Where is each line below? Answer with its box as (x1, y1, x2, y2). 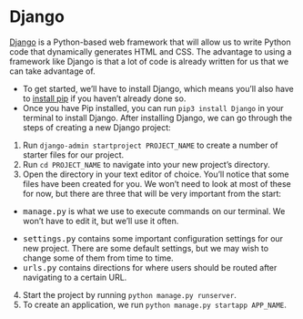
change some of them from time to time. (22, 252, 175, 263)
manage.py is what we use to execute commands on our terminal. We (22, 205, 286, 216)
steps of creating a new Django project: (22, 121, 171, 133)
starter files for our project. (22, 149, 125, 160)
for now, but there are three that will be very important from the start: (22, 188, 282, 199)
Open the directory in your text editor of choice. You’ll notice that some (22, 169, 289, 180)
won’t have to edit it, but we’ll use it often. (22, 215, 179, 226)
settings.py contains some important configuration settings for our (22, 232, 284, 243)
